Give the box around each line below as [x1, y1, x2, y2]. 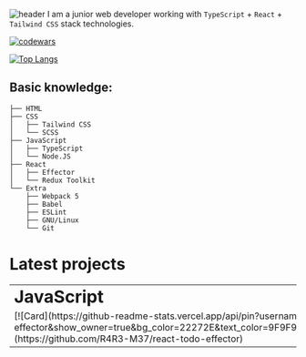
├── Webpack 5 [25, 191, 79, 200]
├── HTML [9, 104, 43, 113]
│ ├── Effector [9, 168, 76, 177]
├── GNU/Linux [25, 215, 79, 225]
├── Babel [25, 199, 64, 209]
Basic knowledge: [9, 80, 113, 96]
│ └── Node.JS [9, 151, 71, 161]
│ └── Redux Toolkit [9, 176, 96, 185]
